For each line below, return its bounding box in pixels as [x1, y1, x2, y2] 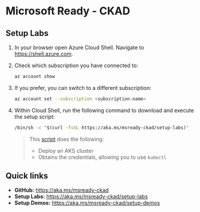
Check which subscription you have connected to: [14, 62, 138, 69]
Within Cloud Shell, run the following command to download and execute [14, 107, 194, 114]
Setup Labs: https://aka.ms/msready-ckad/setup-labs [14, 193, 148, 200]
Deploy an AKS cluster [38, 147, 94, 154]
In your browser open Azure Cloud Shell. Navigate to [14, 44, 144, 51]
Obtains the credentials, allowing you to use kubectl [38, 153, 167, 160]
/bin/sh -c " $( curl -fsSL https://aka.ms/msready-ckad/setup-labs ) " [14, 125, 189, 131]
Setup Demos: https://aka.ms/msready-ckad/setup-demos [14, 199, 160, 207]
